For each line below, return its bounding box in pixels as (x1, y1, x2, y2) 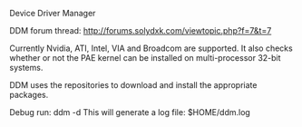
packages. (9, 90, 49, 100)
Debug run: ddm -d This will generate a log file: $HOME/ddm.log (9, 107, 251, 117)
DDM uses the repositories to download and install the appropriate (9, 80, 258, 90)
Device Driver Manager (9, 8, 96, 18)
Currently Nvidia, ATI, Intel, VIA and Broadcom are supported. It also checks (9, 43, 293, 54)
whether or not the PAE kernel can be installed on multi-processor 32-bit (9, 53, 281, 63)
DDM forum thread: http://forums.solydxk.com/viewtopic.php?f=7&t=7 (9, 25, 272, 35)
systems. (9, 63, 44, 73)
